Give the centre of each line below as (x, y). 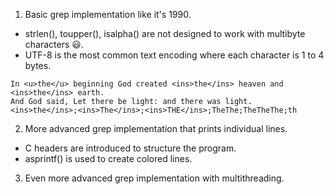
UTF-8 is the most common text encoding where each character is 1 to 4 (174, 55)
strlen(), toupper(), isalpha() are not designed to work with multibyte (165, 33)
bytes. (38, 65)
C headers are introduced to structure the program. (130, 148)
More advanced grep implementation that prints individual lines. (156, 128)
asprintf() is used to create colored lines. (108, 158)
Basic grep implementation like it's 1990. (108, 14)
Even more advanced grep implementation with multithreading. (154, 178)
